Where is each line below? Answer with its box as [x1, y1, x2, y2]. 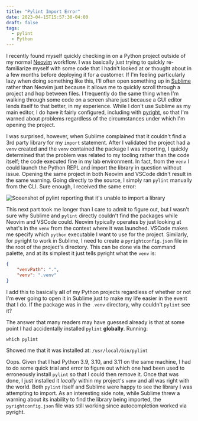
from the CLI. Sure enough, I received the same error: [6, 183, 137, 190]
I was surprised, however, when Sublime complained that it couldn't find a [6, 133, 186, 139]
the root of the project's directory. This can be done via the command [6, 243, 176, 250]
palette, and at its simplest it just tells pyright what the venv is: [6, 250, 157, 257]
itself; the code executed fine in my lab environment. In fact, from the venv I [6, 158, 189, 165]
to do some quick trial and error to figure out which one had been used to [6, 364, 185, 371]
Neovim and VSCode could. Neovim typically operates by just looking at [6, 218, 181, 225]
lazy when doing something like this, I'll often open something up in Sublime [6, 77, 191, 84]
